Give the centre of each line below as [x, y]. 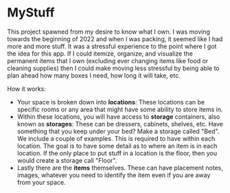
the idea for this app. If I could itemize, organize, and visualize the [100, 54]
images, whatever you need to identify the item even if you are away [114, 175]
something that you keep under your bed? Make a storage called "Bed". [118, 131]
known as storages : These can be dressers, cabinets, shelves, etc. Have [120, 124]
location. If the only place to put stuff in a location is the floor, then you [117, 153]
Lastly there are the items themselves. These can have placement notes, [120, 168]
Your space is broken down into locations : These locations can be [111, 102]
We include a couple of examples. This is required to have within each [116, 138]
